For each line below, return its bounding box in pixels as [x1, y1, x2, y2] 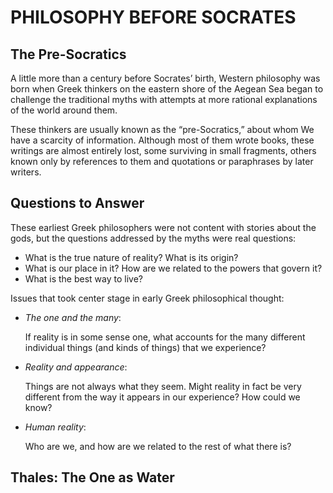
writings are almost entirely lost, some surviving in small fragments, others [10, 145, 317, 156]
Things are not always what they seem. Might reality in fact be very [24, 380, 302, 392]
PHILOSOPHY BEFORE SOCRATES [10, 6, 297, 29]
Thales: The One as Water [10, 469, 175, 486]
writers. [10, 166, 42, 178]
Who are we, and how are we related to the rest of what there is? [24, 440, 292, 452]
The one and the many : [24, 311, 122, 323]
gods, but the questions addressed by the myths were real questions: [10, 232, 297, 244]
